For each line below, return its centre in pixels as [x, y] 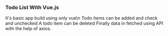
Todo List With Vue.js [32, 7]
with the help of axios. [28, 29]
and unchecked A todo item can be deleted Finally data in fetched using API [84, 23]
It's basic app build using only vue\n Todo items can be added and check [81, 18]
